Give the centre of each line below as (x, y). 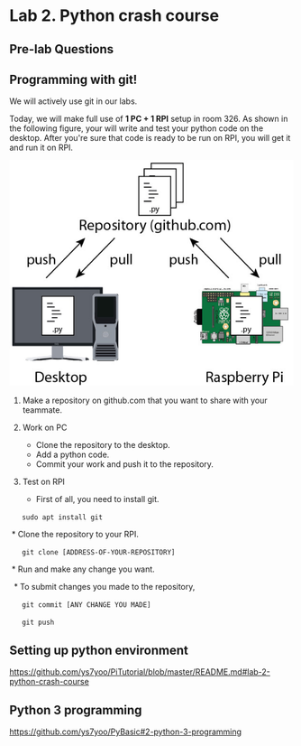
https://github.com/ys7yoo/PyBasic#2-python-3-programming (125, 732)
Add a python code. (73, 455)
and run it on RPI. (41, 148)
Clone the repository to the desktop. (103, 445)
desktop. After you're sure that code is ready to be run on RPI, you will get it (150, 138)
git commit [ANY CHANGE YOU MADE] (87, 605)
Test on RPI (44, 482)
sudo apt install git (63, 518)
